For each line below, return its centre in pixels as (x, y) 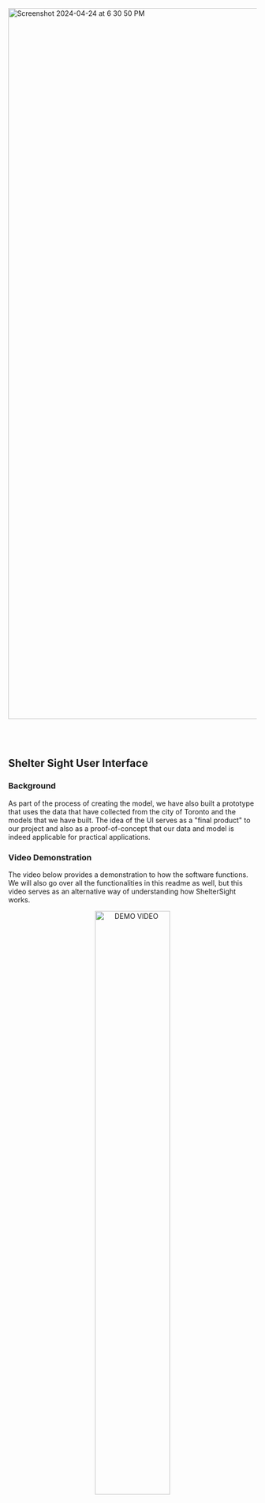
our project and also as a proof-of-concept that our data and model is (121, 828)
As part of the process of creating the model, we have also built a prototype (131, 803)
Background (32, 786)
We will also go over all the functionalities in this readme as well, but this (125, 882)
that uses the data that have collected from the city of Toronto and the (122, 811)
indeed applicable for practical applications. (80, 837)
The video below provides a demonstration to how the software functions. (128, 875)
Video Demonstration (50, 857)
